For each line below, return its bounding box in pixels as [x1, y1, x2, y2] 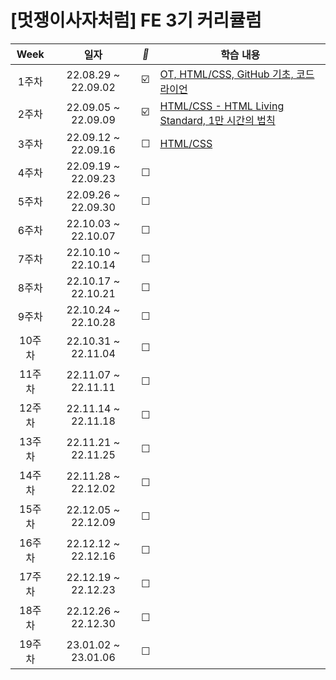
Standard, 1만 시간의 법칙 [159, 113, 276, 127]
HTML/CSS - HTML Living [159, 99, 285, 113]
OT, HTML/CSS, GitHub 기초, [159, 67, 294, 81]
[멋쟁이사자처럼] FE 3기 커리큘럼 [10, 9, 262, 32]
